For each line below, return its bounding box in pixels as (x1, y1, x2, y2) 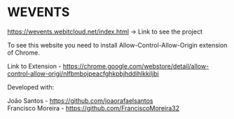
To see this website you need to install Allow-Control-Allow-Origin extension (7, 41, 228, 49)
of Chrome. (7, 48, 40, 57)
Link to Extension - (7, 62, 62, 70)
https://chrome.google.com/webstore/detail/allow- (62, 62, 209, 70)
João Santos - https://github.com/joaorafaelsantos (7, 96, 153, 105)
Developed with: (7, 83, 55, 91)
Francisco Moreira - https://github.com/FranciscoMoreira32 (7, 104, 180, 112)
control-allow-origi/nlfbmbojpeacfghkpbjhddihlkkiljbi (7, 69, 160, 78)
